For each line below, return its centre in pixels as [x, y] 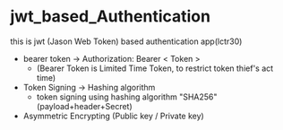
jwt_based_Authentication [111, 17]
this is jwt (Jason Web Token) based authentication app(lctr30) [126, 41]
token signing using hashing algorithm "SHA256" [127, 97]
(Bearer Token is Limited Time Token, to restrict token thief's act [155, 68]
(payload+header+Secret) [84, 106]
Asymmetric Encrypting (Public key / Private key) [113, 116]
